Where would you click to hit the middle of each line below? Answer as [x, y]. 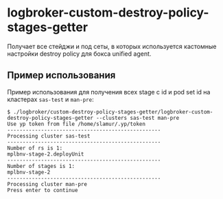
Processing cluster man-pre [47, 184]
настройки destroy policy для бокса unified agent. [79, 54]
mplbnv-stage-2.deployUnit [46, 154]
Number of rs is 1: [35, 148]
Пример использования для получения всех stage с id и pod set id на [109, 92]
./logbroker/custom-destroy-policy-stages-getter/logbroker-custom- [113, 112]
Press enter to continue [43, 190]
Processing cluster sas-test [49, 136]
